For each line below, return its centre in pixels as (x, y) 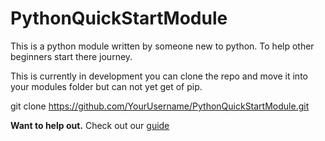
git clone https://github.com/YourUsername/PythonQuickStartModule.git (160, 106)
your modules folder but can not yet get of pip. (106, 86)
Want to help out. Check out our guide (90, 125)
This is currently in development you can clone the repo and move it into (159, 76)
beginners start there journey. (71, 56)
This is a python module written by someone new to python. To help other (162, 46)
